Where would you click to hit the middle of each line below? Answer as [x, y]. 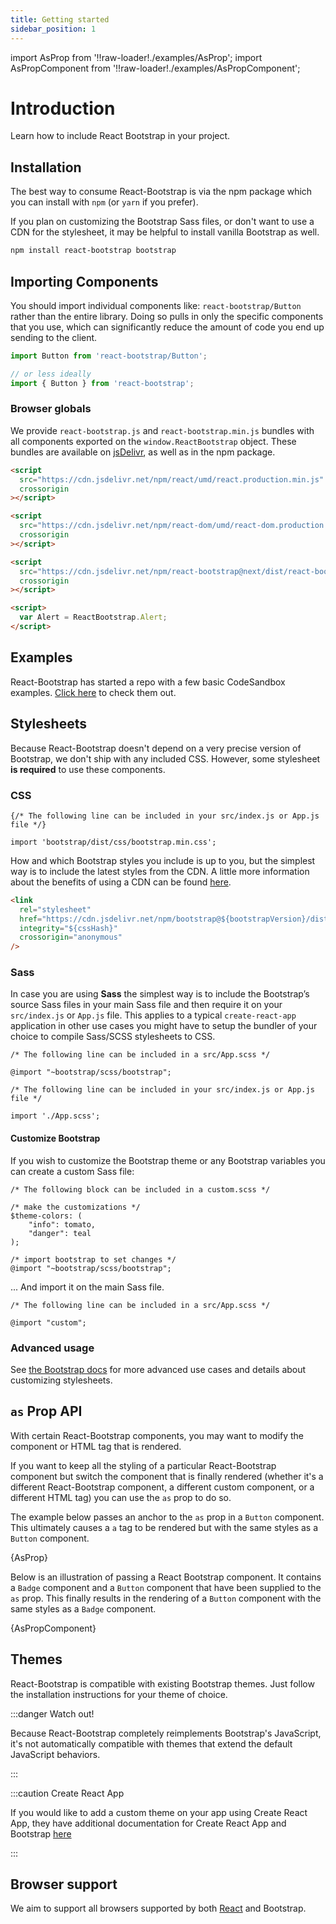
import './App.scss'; [55, 1116]
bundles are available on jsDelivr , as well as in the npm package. [143, 452]
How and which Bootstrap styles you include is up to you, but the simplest [163, 860]
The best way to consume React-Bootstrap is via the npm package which [161, 192]
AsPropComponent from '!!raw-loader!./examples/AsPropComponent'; [155, 68]
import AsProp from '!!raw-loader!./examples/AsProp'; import [136, 57]
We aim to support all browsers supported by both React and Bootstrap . [158, 1908]
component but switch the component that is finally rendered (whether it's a [167, 1476]
